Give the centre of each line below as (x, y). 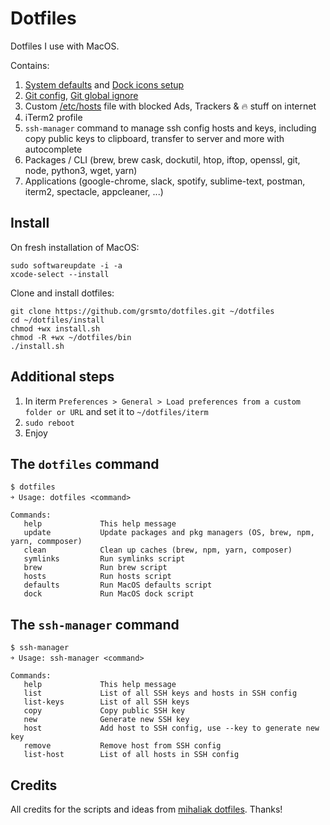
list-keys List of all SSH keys (106, 702)
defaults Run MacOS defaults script (118, 585)
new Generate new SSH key (106, 720)
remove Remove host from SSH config (122, 746)
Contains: (30, 65)
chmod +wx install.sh (55, 328)
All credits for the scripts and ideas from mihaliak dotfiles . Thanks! (146, 809)
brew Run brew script (95, 568)
